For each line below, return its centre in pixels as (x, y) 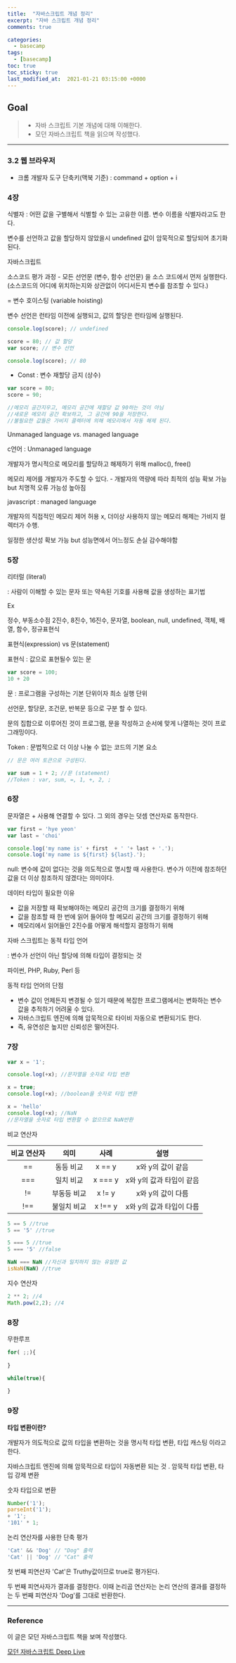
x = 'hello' (25, 1107)
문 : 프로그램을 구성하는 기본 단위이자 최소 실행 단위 (77, 693)
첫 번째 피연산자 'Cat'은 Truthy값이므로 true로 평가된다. (84, 1571)
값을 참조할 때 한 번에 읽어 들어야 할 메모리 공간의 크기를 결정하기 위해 (113, 917)
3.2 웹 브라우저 (31, 161)
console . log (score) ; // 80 (47, 361)
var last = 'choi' (34, 836)
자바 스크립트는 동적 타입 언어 (48, 941)
